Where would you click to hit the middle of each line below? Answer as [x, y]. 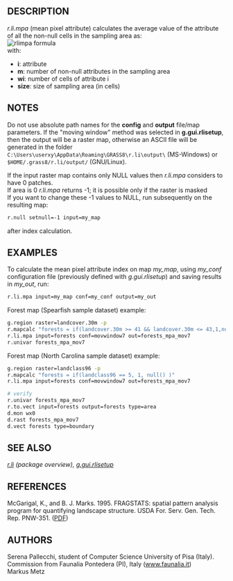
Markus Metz [26, 571]
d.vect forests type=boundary [51, 426]
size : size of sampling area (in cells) [69, 86]
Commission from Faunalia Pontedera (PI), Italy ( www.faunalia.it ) [100, 564]
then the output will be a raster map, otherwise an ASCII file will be [102, 139]
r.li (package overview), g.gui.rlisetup [60, 465]
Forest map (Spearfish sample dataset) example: [77, 310]
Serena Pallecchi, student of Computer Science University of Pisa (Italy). [111, 557]
